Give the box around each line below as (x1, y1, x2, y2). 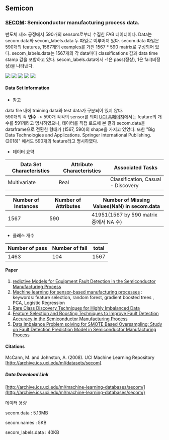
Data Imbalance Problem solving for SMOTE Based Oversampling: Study (12, 321, 162, 327)
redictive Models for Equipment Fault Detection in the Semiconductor (12, 278, 156, 284)
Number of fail (52, 244, 88, 251)
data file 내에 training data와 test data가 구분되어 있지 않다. (5, 107, 124, 113)
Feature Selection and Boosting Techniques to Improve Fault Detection (12, 311, 159, 317)
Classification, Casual (110, 176, 161, 183)
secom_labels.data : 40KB (5, 429, 59, 435)
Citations (5, 343, 25, 349)
